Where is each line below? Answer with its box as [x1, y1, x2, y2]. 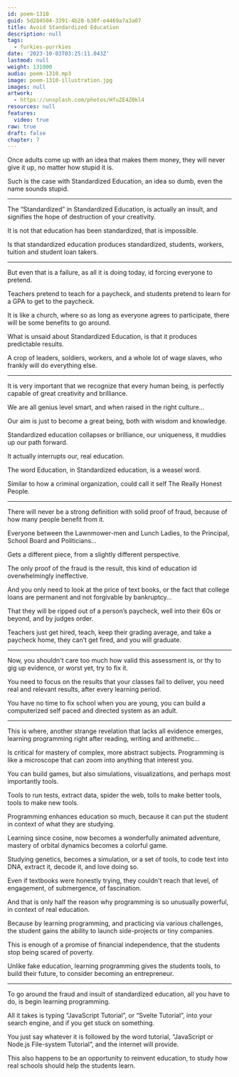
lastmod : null [7, 57, 50, 64]
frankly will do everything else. [7, 361, 97, 370]
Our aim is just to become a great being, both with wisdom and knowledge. [7, 417, 228, 426]
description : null [7, 30, 62, 38]
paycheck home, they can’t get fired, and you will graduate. [7, 636, 182, 644]
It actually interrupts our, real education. [7, 452, 124, 461]
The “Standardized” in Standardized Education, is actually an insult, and [7, 205, 218, 214]
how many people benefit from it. [7, 515, 105, 524]
